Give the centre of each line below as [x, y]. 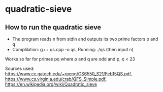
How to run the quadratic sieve [53, 27]
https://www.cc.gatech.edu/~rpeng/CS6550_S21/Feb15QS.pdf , [68, 74]
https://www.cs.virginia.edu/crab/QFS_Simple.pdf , [56, 79]
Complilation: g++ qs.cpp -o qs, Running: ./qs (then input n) [73, 49]
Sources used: [20, 68]
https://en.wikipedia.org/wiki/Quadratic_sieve [51, 84]
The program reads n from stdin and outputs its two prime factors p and [85, 39]
